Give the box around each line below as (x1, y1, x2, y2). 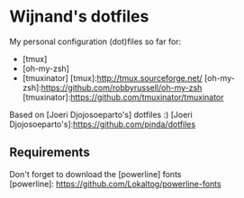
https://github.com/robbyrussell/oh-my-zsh (41, 82, 203, 93)
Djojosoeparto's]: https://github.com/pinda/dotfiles (9, 119, 196, 130)
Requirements (9, 145, 90, 160)
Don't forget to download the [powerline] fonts (9, 168, 182, 179)
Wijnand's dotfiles (9, 6, 149, 27)
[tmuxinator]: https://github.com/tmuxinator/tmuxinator (22, 92, 224, 103)
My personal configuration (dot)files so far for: (9, 36, 182, 47)
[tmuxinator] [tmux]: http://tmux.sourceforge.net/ (22, 72, 203, 83)
